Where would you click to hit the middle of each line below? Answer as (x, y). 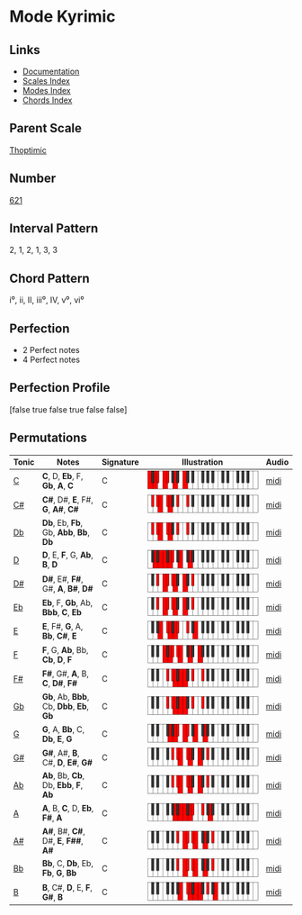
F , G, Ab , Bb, (65, 649)
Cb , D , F (57, 659)
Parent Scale (46, 128)
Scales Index (46, 81)
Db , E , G (57, 738)
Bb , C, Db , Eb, (68, 864)
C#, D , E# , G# (67, 762)
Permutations (48, 438)
